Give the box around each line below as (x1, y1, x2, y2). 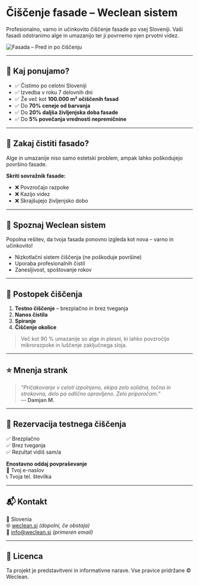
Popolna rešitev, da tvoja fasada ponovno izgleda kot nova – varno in (6, 236, 174, 243)
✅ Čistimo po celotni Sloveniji (14, 82, 87, 89)
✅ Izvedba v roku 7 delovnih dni (14, 88, 93, 96)
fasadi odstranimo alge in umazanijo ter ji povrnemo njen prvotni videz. (6, 31, 179, 39)
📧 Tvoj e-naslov (6, 466, 44, 473)
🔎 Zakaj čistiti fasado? (6, 138, 89, 148)
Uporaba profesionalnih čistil (14, 260, 85, 267)
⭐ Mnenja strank (6, 365, 68, 375)
